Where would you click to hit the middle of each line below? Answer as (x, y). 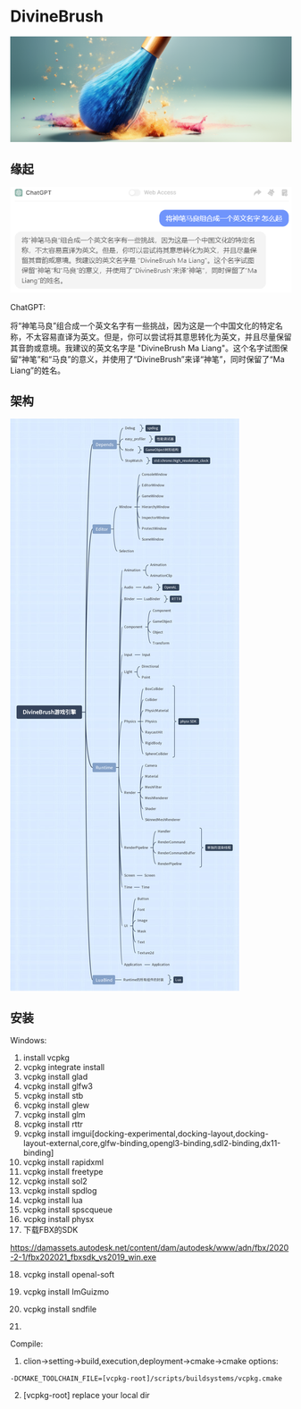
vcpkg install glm (54, 1114)
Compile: (27, 1344)
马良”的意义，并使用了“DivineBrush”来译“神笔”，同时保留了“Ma (168, 359)
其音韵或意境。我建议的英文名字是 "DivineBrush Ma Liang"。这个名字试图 (145, 348)
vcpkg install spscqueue (67, 1210)
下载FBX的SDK (50, 1229)
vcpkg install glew (56, 1105)
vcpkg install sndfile (60, 1309)
